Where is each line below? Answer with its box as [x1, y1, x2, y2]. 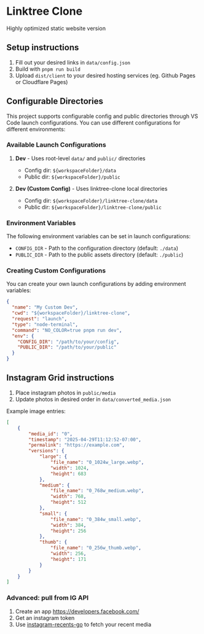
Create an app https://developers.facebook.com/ [15, 608, 139, 615]
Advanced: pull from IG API [6, 593, 89, 602]
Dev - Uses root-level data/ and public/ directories [15, 155, 146, 162]
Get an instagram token [15, 614, 75, 621]
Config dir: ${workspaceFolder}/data [24, 166, 117, 174]
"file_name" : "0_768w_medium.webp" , [50, 488, 144, 494]
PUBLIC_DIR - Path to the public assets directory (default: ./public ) [15, 251, 184, 258]
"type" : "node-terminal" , [12, 321, 79, 328]
